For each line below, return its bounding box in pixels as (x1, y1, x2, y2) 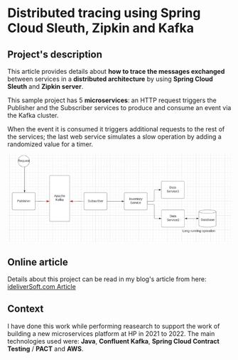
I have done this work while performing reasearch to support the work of (7, 322, 220, 330)
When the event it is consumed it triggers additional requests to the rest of (7, 125, 225, 133)
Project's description (7, 48, 103, 60)
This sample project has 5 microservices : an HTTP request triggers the (7, 96, 217, 104)
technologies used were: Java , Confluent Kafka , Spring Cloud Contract (7, 337, 220, 345)
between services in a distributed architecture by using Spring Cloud (7, 75, 213, 83)
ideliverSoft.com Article (7, 283, 76, 290)
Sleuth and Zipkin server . (7, 82, 84, 90)
